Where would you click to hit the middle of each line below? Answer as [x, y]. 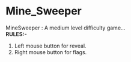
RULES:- [17, 34]
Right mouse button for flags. [50, 52]
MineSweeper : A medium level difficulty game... [65, 28]
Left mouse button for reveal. [50, 46]
